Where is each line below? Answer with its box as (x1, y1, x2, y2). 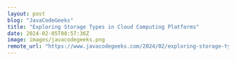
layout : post (7, 10, 46, 18)
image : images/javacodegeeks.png (7, 36, 105, 43)
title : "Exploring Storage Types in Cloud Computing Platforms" (7, 23, 199, 30)
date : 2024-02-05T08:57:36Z (7, 29, 90, 37)
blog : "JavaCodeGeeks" (7, 17, 74, 24)
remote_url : (7, 43, 42, 50)
